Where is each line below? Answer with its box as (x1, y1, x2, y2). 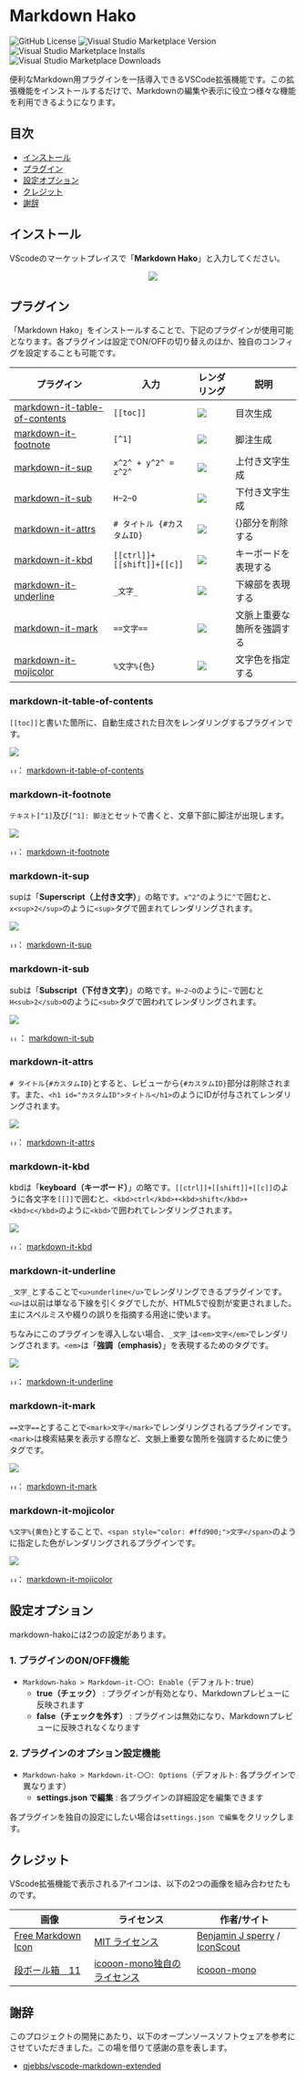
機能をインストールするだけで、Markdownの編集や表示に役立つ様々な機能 (16, 85, 296, 96)
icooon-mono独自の (94, 1957, 181, 1970)
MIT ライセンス (94, 1936, 159, 1949)
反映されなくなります (60, 1722, 141, 1733)
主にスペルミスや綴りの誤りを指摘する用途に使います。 (9, 1309, 216, 1320)
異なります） (22, 1781, 71, 1792)
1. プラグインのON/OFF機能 (9, 1653, 129, 1666)
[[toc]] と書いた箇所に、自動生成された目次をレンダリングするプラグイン (9, 716, 285, 727)
